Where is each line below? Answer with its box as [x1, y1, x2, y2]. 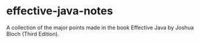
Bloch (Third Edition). [6, 30, 60, 37]
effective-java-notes [6, 4, 114, 18]
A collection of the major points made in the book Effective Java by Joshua [6, 24, 195, 31]
